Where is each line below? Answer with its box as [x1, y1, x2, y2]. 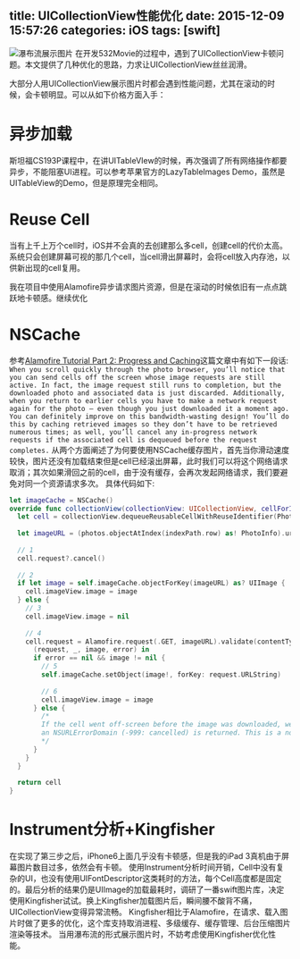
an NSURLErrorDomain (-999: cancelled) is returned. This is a [41, 728, 281, 737]
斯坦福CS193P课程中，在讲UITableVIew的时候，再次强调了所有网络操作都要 [9, 155, 287, 165]
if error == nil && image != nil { [32, 653, 166, 663]
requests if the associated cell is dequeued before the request [9, 435, 257, 444]
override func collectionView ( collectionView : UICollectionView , [9, 504, 257, 513]
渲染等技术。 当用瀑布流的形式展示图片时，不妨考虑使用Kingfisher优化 [9, 929, 269, 940]
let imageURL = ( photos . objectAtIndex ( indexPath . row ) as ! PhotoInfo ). [17, 529, 286, 538]
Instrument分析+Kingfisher [9, 820, 216, 840]
